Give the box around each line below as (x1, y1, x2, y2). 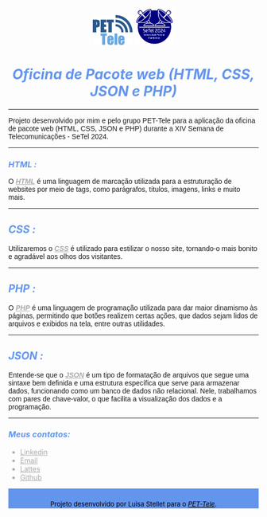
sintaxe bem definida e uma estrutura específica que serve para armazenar (8, 378, 240, 387)
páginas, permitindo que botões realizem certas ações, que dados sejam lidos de (8, 311, 258, 320)
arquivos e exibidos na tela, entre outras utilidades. (8, 319, 165, 328)
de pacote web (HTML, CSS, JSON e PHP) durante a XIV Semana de (8, 123, 224, 133)
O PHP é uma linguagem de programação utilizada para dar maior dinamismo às (8, 303, 258, 312)
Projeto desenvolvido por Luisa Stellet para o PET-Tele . (50, 499, 217, 508)
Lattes (19, 464, 41, 473)
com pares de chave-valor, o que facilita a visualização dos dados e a (8, 394, 222, 403)
